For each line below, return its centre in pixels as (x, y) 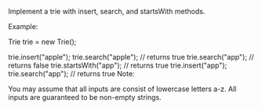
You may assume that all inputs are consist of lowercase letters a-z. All (122, 89)
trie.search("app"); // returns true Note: (71, 73)
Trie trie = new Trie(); (42, 42)
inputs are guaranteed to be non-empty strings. (85, 97)
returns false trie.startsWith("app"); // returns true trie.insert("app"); (118, 65)
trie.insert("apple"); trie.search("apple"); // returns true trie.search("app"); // (131, 57)
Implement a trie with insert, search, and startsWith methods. (107, 11)
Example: (23, 26)
